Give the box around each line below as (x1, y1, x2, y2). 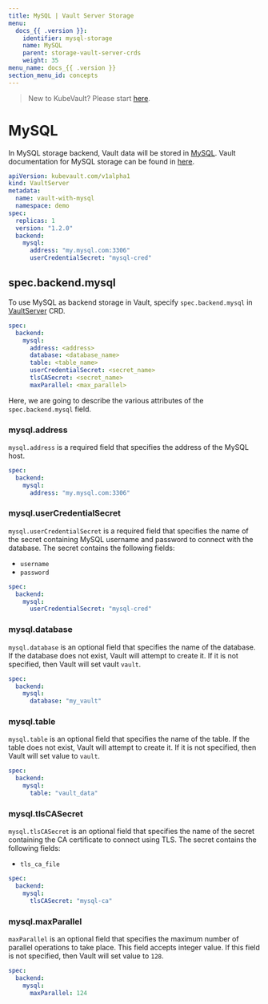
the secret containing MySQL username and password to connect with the (8, 534, 254, 544)
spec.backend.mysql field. (8, 404, 92, 414)
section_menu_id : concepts (8, 71, 98, 79)
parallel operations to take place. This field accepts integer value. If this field (8, 943, 260, 953)
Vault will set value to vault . (8, 751, 100, 761)
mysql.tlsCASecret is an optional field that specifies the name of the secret (8, 827, 254, 836)
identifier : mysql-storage (22, 34, 113, 43)
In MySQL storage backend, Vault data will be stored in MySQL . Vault (8, 148, 236, 157)
